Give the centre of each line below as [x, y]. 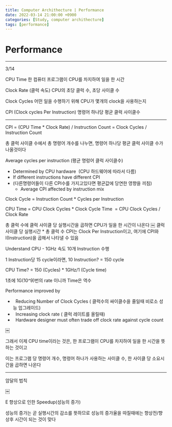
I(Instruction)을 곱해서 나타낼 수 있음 [42, 238]
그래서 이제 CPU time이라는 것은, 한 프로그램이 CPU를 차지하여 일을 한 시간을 [83, 341]
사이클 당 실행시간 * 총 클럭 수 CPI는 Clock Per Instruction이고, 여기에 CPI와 [82, 231]
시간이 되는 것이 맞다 [35, 419]
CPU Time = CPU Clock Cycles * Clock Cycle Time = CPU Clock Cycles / [83, 209]
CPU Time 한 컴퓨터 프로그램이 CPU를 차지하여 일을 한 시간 [65, 80]
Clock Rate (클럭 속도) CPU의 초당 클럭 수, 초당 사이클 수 [62, 90]
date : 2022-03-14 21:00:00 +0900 [41, 15]
